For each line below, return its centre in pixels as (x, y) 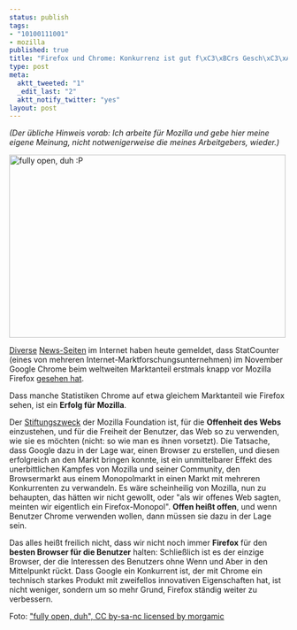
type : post (29, 67)
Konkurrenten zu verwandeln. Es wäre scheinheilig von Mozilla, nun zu (138, 488)
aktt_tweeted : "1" (51, 83)
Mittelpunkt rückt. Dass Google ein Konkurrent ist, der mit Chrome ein (136, 571)
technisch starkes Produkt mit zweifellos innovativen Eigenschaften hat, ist (145, 580)
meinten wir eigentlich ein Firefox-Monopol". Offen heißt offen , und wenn (143, 507)
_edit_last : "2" (47, 91)
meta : (19, 75)
